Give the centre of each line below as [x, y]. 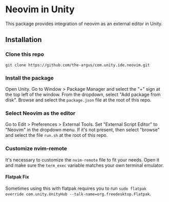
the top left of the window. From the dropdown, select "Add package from [83, 94]
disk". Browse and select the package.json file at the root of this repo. [78, 100]
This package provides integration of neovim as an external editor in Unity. [84, 24]
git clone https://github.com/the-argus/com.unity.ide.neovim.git [78, 65]
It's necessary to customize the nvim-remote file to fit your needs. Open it [82, 159]
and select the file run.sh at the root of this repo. [57, 135]
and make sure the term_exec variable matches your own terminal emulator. [84, 165]
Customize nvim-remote [36, 149]
